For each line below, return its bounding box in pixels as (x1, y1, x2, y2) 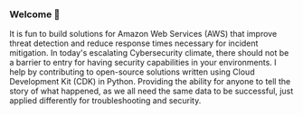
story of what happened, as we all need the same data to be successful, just (9, 85, 294, 97)
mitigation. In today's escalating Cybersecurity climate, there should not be (9, 48, 289, 58)
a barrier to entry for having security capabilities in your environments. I (9, 57, 278, 68)
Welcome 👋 (9, 8, 61, 21)
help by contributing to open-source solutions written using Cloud (9, 66, 255, 77)
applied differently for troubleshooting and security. (9, 95, 202, 106)
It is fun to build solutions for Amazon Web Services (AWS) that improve (9, 29, 278, 40)
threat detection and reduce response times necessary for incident (9, 38, 259, 49)
